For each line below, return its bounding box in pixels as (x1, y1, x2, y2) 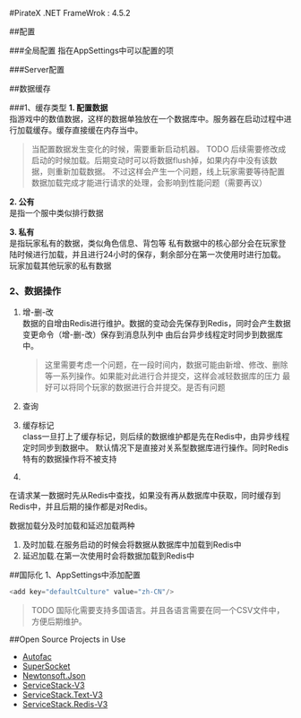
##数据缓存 (9, 83, 51, 93)
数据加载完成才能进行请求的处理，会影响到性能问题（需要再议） (30, 177, 267, 187)
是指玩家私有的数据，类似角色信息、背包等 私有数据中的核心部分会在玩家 (9, 238, 279, 248)
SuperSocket (21, 661, 71, 671)
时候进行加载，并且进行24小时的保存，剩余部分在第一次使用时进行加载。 (16, 249, 287, 259)
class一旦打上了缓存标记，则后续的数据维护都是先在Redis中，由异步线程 (21, 431, 290, 442)
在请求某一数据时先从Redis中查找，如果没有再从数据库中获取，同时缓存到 (9, 490, 281, 501)
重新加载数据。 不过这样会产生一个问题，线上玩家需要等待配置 (55, 166, 285, 177)
